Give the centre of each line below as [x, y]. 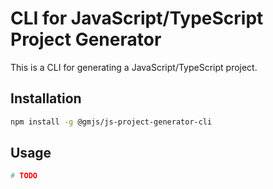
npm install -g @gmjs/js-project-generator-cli [111, 122]
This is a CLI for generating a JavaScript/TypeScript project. [134, 67]
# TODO [24, 176]
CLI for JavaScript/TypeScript [137, 18]
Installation [46, 98]
